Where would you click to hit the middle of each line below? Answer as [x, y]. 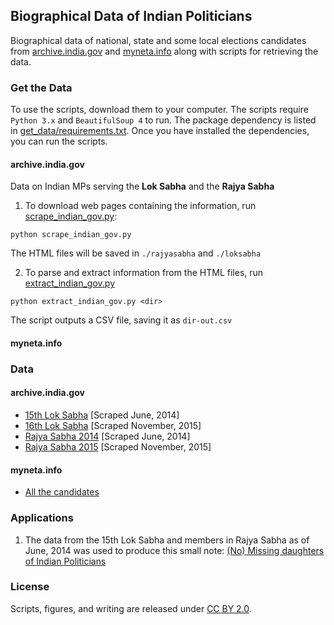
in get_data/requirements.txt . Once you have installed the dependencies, [160, 131]
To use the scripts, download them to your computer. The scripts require [159, 110]
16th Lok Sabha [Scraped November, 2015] [113, 426]
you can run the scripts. [59, 141]
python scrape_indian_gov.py [71, 235]
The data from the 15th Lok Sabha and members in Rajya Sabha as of [167, 540]
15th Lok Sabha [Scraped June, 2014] [102, 415]
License [30, 587]
